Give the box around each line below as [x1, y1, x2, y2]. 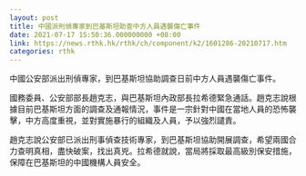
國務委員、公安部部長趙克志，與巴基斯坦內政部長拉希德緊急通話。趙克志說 [9, 93, 289, 103]
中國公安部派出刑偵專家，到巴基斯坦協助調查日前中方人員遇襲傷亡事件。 [9, 73, 280, 84]
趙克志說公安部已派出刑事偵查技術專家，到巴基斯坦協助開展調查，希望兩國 [9, 134, 289, 145]
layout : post [9, 13, 59, 23]
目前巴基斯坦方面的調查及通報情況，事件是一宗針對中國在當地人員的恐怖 [16, 103, 289, 114]
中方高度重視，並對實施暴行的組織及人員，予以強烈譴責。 [25, 115, 241, 126]
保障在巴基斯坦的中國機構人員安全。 [9, 157, 146, 168]
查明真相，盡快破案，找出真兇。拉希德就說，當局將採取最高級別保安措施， [16, 146, 297, 157]
